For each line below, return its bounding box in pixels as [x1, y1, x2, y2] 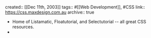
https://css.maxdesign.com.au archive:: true [5, 9, 94, 15]
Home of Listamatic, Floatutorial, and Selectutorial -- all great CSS [12, 19, 147, 24]
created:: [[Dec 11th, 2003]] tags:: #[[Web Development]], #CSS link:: [5, 4, 145, 10]
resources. [12, 24, 34, 30]
